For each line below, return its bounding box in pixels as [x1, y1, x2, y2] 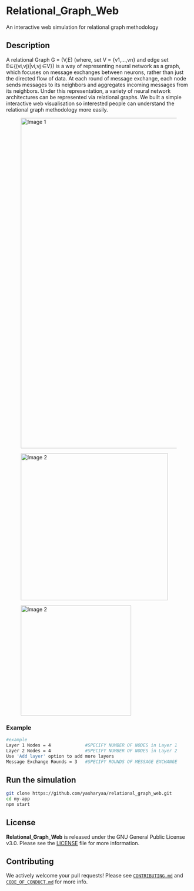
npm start [6, 801, 31, 807]
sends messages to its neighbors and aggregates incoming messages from [6, 81, 188, 88]
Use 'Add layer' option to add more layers [6, 753, 115, 759]
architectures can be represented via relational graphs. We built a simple [6, 93, 182, 100]
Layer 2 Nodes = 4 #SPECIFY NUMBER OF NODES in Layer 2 [6, 748, 178, 754]
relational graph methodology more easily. [6, 106, 109, 113]
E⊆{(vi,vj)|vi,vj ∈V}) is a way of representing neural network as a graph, [6, 62, 181, 69]
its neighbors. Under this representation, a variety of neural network [6, 87, 171, 95]
